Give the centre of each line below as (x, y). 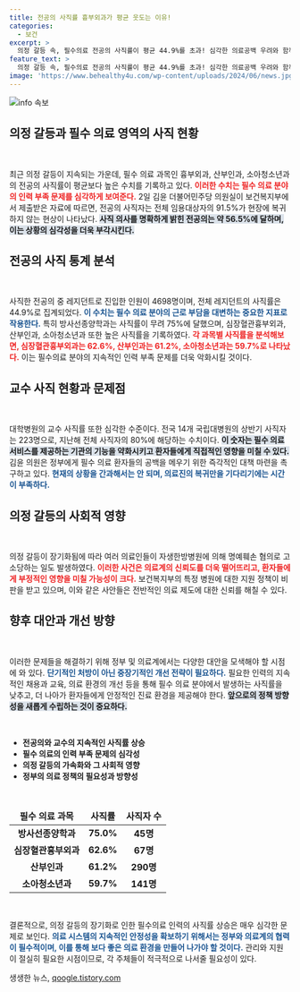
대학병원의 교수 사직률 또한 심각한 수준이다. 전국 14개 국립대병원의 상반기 (136, 429)
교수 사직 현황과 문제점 (68, 388)
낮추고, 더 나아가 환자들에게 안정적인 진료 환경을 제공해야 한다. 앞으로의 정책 (141, 695)
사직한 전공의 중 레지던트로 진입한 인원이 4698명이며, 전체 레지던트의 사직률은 (145, 302)
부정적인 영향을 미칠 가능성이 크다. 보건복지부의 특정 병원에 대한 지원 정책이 (149, 579)
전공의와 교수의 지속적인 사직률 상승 (83, 742)
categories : (31, 26)
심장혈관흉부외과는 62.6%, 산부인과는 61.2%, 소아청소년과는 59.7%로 (144, 346)
